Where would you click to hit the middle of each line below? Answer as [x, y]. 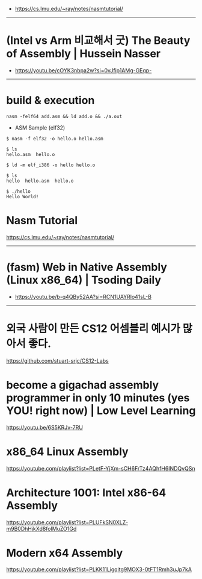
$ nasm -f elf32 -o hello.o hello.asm [55, 139]
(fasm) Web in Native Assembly [87, 267]
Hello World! [23, 196]
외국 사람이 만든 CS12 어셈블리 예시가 [93, 328]
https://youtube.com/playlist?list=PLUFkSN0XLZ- [67, 522]
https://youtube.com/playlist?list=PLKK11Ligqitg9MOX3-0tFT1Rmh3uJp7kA [99, 569]
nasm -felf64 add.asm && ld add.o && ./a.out [64, 116]
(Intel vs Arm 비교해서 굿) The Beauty [98, 41]
